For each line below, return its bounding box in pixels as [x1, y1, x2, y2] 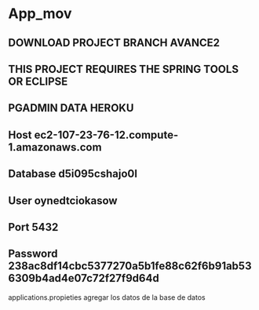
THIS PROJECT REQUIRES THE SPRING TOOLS [8, 62, 239, 75]
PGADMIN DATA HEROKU [8, 101, 134, 115]
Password [8, 247, 58, 261]
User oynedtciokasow [8, 194, 118, 207]
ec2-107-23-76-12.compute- [34, 128, 179, 141]
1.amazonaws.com [8, 140, 102, 154]
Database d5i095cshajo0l [8, 167, 137, 181]
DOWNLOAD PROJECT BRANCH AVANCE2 [8, 36, 220, 49]
